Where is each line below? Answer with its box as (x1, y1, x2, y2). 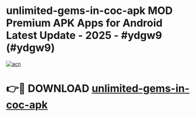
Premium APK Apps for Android (6, 16, 163, 30)
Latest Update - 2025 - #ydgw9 (6, 29, 163, 42)
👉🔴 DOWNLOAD (6, 82, 90, 95)
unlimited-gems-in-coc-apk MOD (6, 4, 173, 17)
